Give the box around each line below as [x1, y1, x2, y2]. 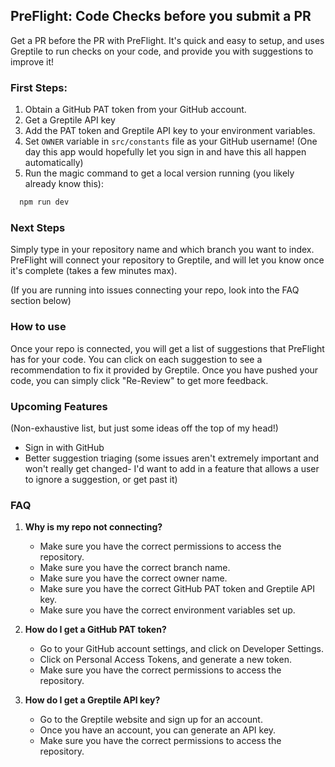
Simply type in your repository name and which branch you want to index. [10, 244, 315, 256]
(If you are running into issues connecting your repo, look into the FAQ [10, 284, 300, 296]
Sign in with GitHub [24, 441, 105, 453]
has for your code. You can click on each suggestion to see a [10, 353, 263, 365]
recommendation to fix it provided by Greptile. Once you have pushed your [10, 364, 319, 376]
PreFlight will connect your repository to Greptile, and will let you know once [10, 254, 325, 266]
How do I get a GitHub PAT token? [24, 624, 167, 636]
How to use [10, 320, 67, 334]
